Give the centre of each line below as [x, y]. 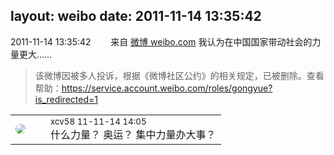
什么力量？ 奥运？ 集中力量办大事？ [133, 134]
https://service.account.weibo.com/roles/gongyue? [167, 88]
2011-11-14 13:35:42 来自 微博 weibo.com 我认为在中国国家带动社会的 [161, 41]
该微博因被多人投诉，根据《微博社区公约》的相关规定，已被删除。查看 [179, 75]
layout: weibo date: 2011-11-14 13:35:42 [136, 16]
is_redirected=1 [66, 99]
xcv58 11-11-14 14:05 [98, 121]
